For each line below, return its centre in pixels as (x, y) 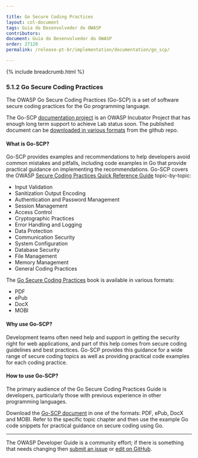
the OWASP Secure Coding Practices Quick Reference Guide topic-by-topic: (99, 176)
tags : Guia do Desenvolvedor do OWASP (54, 28)
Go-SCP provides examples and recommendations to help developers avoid (98, 157)
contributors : (24, 33)
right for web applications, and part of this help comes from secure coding (96, 343)
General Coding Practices (46, 269)
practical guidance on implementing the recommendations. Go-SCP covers (97, 170)
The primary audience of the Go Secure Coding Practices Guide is (86, 389)
